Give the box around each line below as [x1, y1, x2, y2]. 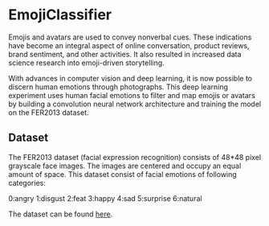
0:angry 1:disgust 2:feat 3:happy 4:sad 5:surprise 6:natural [8, 193, 202, 203]
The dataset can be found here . [8, 209, 113, 219]
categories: [8, 178, 46, 187]
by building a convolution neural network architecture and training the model [8, 99, 262, 109]
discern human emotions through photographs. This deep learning [8, 82, 229, 92]
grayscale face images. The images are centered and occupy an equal [8, 161, 242, 171]
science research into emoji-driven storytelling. [8, 58, 165, 68]
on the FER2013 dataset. [8, 107, 90, 117]
